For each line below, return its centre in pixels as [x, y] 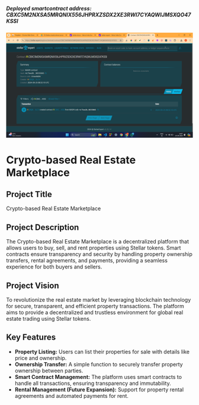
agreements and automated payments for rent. [72, 395]
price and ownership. [41, 358]
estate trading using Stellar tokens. [49, 319]
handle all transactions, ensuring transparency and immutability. [93, 383]
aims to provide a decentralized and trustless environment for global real [95, 312]
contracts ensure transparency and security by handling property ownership [99, 254]
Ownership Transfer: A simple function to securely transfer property [99, 364]
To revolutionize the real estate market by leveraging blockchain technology [99, 300]
